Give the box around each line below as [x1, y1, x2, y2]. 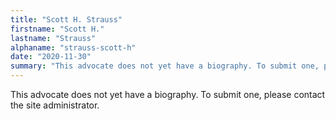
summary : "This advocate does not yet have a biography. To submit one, [10, 61, 320, 71]
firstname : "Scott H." [10, 24, 105, 34]
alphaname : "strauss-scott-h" [10, 42, 137, 53]
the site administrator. [10, 99, 100, 111]
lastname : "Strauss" [10, 33, 97, 43]
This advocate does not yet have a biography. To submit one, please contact [10, 89, 326, 100]
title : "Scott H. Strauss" [10, 14, 123, 25]
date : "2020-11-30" [10, 52, 92, 62]
